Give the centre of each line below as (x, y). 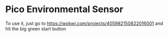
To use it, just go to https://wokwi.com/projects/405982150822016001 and (84, 23)
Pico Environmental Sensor (64, 9)
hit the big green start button (36, 28)
